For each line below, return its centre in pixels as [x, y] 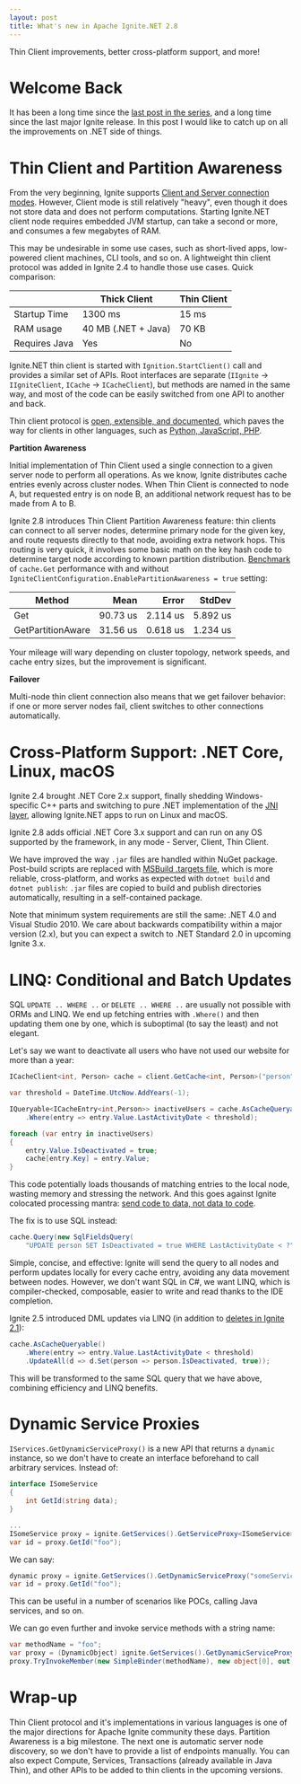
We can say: [32, 1560]
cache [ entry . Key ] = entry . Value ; [88, 1159]
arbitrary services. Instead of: [64, 1468]
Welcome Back [66, 88]
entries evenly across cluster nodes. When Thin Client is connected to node [149, 485]
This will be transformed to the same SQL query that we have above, [136, 1378]
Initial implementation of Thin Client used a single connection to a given [141, 466]
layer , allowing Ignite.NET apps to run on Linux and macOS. [119, 815]
